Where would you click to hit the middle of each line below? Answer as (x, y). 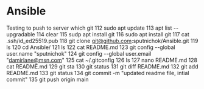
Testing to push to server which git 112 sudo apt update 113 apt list (89, 28)
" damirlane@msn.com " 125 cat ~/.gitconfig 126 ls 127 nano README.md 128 (102, 60)
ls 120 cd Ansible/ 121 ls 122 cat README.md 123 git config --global (91, 47)
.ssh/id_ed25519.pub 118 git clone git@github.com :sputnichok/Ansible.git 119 (102, 41)
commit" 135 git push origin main (48, 79)
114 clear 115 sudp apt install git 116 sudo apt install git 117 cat (113, 34)
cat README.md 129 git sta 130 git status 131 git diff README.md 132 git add (102, 66)
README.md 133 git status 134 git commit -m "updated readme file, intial (98, 73)
